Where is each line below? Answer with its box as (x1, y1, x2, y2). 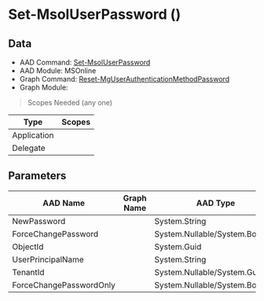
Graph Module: (19, 83, 68, 92)
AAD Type (196, 197, 236, 208)
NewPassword (12, 215, 66, 226)
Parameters (8, 169, 67, 182)
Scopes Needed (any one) (27, 98, 112, 107)
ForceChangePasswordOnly (12, 279, 116, 290)
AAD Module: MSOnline (19, 66, 97, 75)
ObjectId (12, 241, 44, 252)
